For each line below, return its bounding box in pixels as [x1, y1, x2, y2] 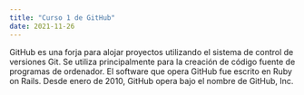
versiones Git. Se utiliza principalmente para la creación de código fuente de [9, 56, 296, 67]
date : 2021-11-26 [9, 22, 75, 31]
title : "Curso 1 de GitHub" [9, 13, 116, 23]
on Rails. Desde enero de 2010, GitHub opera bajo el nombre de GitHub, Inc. [9, 75, 294, 86]
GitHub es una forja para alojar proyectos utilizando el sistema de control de [9, 46, 294, 57]
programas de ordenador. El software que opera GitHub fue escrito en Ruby [9, 65, 293, 77]
